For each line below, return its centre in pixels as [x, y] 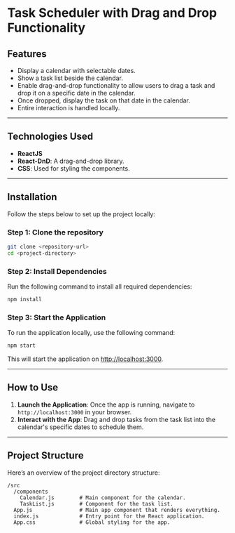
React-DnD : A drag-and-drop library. [71, 161]
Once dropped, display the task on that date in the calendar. [104, 100]
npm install [24, 299]
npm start [22, 346]
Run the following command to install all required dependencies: [100, 287]
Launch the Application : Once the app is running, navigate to [106, 404]
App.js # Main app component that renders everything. [117, 510]
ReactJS [30, 153]
